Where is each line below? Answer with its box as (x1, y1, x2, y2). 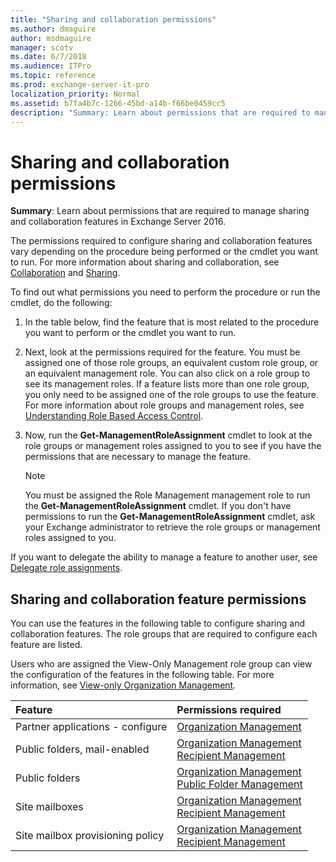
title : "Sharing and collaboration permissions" (10, 14, 217, 25)
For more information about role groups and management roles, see (24, 399, 305, 411)
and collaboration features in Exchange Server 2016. (10, 216, 227, 228)
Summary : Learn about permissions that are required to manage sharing (10, 205, 310, 217)
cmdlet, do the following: (10, 297, 113, 309)
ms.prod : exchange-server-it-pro (10, 80, 150, 90)
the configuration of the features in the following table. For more (10, 669, 275, 681)
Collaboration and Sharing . (10, 267, 121, 279)
